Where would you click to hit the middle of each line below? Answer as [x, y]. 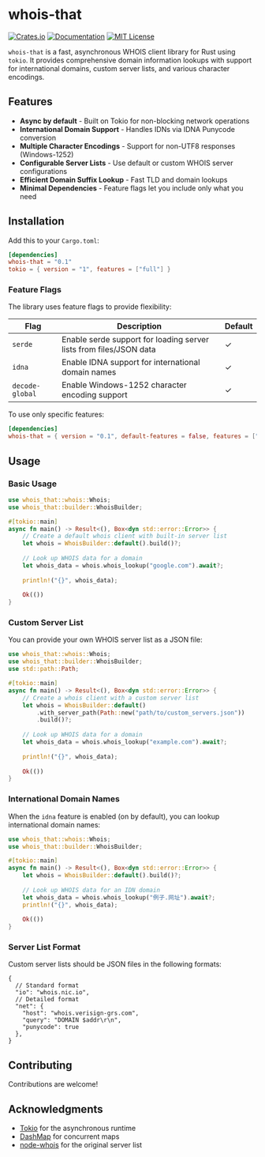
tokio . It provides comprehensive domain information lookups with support [130, 60]
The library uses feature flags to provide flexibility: [90, 307]
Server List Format [45, 948]
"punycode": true [51, 1027]
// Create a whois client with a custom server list [111, 698]
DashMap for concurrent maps [69, 1136]
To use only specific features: [56, 415]
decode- [26, 386]
